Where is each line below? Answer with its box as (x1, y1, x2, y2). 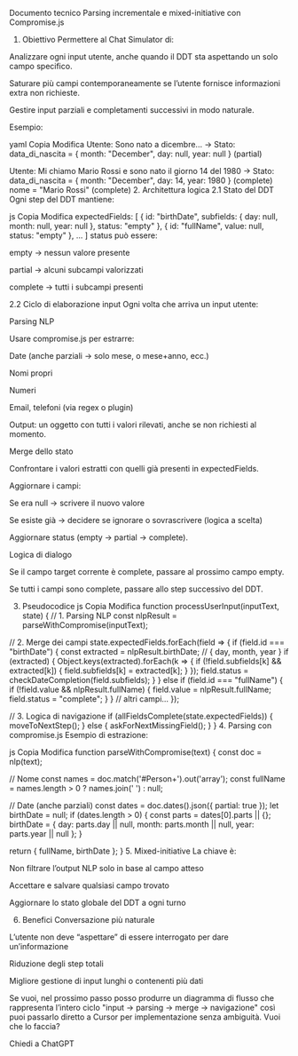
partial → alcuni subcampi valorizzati (9, 265, 144, 274)
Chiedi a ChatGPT (9, 1038, 75, 1049)
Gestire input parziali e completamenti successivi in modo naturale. (9, 105, 255, 115)
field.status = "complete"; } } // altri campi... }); (9, 694, 180, 704)
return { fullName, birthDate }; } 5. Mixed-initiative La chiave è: (9, 846, 237, 856)
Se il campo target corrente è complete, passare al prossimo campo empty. (9, 567, 285, 576)
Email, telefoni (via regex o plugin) (9, 402, 134, 412)
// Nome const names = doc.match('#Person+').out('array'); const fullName (9, 774, 286, 784)
